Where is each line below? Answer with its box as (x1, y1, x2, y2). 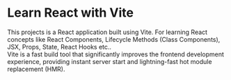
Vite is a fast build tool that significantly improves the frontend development (7, 50, 225, 58)
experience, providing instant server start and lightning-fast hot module (7, 57, 212, 65)
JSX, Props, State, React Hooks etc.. (7, 42, 112, 51)
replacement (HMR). (7, 65, 65, 73)
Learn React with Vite (7, 5, 134, 21)
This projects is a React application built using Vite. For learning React (7, 28, 207, 36)
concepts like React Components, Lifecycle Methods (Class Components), (7, 35, 221, 43)
